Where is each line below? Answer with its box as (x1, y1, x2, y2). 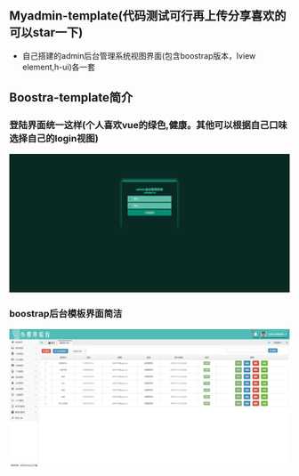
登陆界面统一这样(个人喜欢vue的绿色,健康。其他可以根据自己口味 (9, 119, 287, 132)
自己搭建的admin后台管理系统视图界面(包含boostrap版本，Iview (21, 50, 256, 61)
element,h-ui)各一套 (21, 61, 96, 72)
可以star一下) (9, 25, 84, 40)
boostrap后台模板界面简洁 (9, 308, 123, 320)
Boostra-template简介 (9, 90, 133, 105)
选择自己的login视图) (9, 133, 100, 145)
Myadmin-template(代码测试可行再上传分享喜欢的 (9, 8, 287, 24)
